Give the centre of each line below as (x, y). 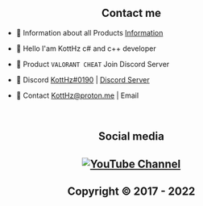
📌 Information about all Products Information (89, 32)
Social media (131, 137)
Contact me (131, 13)
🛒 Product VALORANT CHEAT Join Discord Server (93, 64)
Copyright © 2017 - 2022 (131, 191)
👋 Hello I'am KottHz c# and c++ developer (86, 48)
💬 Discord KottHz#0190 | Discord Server (83, 79)
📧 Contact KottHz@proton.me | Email (77, 95)
